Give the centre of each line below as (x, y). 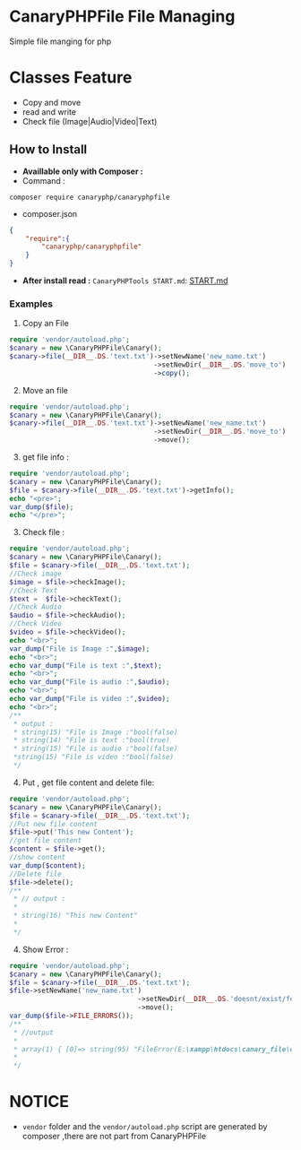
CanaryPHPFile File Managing (122, 17)
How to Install (48, 150)
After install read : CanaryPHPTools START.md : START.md (125, 281)
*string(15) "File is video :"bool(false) (94, 757)
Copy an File (45, 324)
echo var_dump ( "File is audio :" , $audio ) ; (90, 682)
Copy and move (52, 102)
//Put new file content (54, 824)
